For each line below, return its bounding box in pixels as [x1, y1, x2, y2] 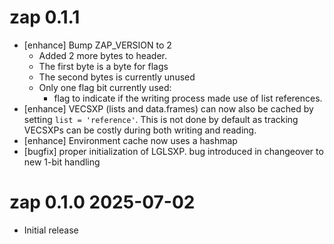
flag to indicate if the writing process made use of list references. [53, 92, 323, 104]
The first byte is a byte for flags [38, 60, 169, 72]
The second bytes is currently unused [38, 71, 196, 83]
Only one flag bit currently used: [38, 81, 172, 93]
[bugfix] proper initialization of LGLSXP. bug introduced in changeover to [23, 145, 324, 157]
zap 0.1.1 [9, 6, 81, 29]
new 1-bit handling [23, 156, 101, 168]
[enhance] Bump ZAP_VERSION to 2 [23, 39, 172, 51]
